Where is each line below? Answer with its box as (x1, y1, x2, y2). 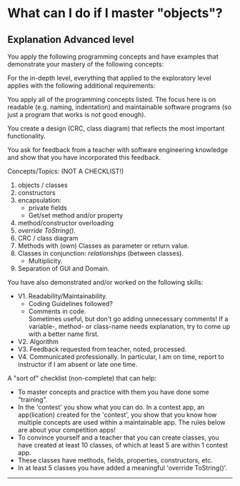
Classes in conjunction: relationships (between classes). (17, 249, 184, 258)
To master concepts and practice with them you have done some (17, 388, 209, 396)
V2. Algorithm (17, 338, 59, 345)
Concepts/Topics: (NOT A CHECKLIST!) (7, 167, 124, 176)
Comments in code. (28, 307, 86, 315)
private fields (28, 203, 68, 212)
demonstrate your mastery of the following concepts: (7, 60, 164, 69)
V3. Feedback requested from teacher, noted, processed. (17, 345, 187, 353)
